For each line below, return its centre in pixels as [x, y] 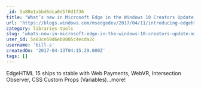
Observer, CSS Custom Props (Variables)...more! [66, 79]
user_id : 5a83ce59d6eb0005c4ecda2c [51, 39]
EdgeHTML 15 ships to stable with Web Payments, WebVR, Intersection [94, 73]
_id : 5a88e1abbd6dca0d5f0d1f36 [45, 12]
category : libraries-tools [40, 28]
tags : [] [17, 56]
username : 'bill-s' [31, 45]
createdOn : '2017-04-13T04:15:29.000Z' [56, 51]
